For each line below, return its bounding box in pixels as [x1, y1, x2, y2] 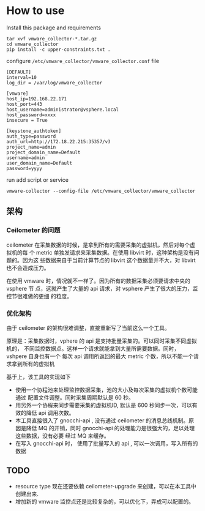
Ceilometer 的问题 [6, 226, 61, 234]
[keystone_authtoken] [6, 128, 62, 134]
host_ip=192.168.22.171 [6, 95, 67, 102]
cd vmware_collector [6, 41, 59, 47]
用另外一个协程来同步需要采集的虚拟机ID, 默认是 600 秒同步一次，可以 [15, 401, 193, 409]
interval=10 [6, 74, 37, 80]
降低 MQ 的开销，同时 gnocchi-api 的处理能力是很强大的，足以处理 [26, 424, 195, 431]
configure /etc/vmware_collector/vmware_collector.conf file [6, 57, 160, 64]
